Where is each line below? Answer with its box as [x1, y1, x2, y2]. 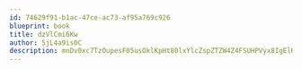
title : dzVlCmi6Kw [9, 30, 78, 39]
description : [9, 47, 58, 56]
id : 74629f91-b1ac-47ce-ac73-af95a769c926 [9, 13, 171, 22]
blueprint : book [9, 22, 70, 30]
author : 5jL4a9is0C [9, 38, 83, 47]
